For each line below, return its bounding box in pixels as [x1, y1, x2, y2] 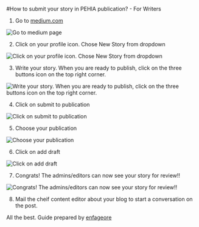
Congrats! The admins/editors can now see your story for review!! [15, 172, 181, 179]
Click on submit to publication [15, 101, 90, 108]
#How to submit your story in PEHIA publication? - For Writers [6, 5, 161, 12]
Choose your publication [15, 124, 77, 132]
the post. [15, 202, 38, 209]
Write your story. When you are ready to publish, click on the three [15, 64, 182, 71]
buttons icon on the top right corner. [15, 71, 106, 78]
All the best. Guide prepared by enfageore [6, 214, 112, 221]
